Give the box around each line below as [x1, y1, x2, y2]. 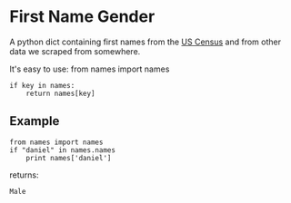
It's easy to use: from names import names [9, 63, 170, 74]
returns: [9, 169, 39, 180]
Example [9, 113, 60, 129]
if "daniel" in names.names [9, 145, 116, 155]
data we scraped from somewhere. [9, 45, 141, 56]
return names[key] [25, 89, 95, 98]
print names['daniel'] [25, 153, 112, 162]
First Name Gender [9, 6, 156, 27]
